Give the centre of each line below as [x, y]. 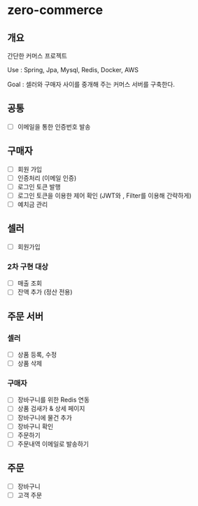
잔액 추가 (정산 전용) [45, 292]
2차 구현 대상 [28, 266]
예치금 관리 [33, 204]
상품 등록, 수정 [37, 354]
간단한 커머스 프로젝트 [37, 56]
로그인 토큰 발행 [39, 186]
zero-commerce [55, 10]
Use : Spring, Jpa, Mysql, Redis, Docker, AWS [73, 70]
